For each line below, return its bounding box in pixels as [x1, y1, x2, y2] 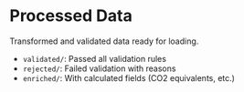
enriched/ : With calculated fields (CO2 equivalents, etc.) [22, 72, 236, 83]
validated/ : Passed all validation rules [22, 53, 167, 64]
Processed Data [9, 5, 133, 26]
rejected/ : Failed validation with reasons [22, 63, 176, 74]
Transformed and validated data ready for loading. [9, 36, 199, 46]
